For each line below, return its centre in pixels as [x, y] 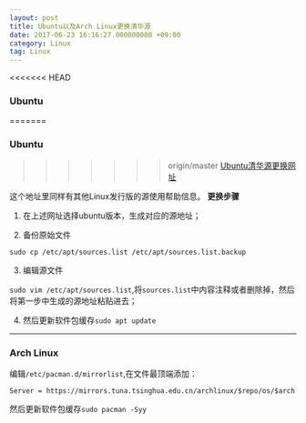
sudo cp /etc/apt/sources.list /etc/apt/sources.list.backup [128, 252]
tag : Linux [30, 52]
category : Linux [40, 43]
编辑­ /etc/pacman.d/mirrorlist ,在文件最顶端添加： [103, 374]
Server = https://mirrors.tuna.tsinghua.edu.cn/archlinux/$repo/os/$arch [153, 391]
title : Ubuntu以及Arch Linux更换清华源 [80, 26]
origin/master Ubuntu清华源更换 [228, 166]
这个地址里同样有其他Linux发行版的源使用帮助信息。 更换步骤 [124, 196]
